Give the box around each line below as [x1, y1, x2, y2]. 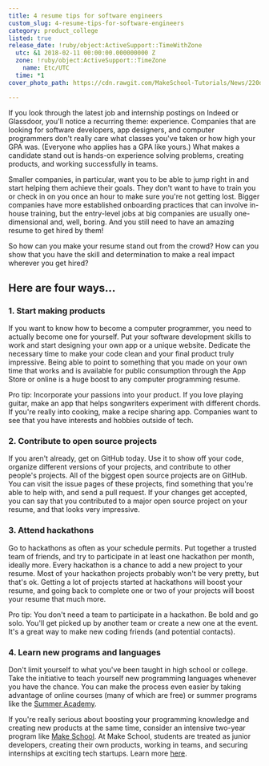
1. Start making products [8, 305, 106, 316]
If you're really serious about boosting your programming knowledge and [8, 715, 250, 724]
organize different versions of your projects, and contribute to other [8, 462, 231, 472]
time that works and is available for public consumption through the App [8, 366, 247, 376]
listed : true [8, 34, 52, 42]
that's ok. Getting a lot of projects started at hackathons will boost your [8, 577, 243, 587]
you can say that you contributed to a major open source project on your [8, 496, 248, 506]
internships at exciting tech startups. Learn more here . [8, 748, 187, 758]
